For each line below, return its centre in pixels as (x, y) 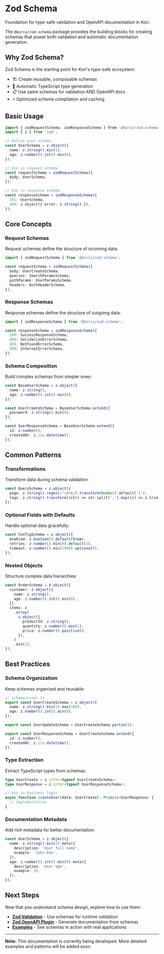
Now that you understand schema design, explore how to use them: (73, 907)
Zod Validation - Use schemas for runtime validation (65, 916)
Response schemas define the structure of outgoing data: (63, 312)
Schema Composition (31, 366)
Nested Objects (24, 566)
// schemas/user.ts (25, 698)
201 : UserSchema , (27, 200)
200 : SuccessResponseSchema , (39, 335)
